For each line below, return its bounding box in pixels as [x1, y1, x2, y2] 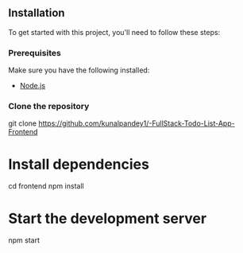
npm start [8, 235, 40, 245]
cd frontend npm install [8, 181, 85, 191]
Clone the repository [8, 101, 90, 112]
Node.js [19, 81, 46, 91]
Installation [8, 6, 65, 20]
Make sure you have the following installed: [8, 65, 150, 75]
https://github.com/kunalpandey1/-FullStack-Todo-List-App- [38, 119, 236, 128]
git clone [8, 119, 37, 128]
